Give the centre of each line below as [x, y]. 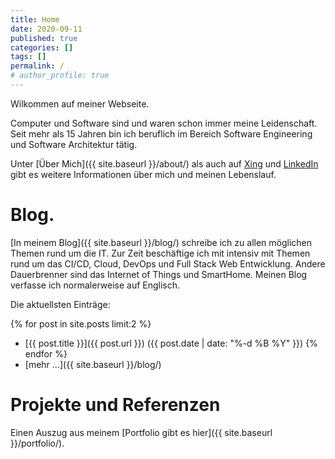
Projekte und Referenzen [115, 405]
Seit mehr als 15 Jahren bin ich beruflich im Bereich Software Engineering [161, 133]
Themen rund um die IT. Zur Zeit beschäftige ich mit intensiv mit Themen [160, 253]
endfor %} [46, 353]
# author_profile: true [60, 76]
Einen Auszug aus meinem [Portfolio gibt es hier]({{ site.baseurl [141, 432]
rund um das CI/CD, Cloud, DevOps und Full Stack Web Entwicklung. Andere [168, 263]
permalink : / [37, 66]
